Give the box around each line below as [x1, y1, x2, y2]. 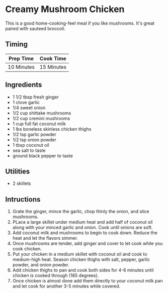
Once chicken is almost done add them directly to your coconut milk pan [12, 278, 163, 284]
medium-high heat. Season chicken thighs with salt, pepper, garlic [12, 256, 150, 262]
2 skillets [12, 180, 31, 186]
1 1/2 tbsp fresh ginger [12, 94, 59, 100]
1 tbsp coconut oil [12, 142, 49, 148]
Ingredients [5, 80, 42, 89]
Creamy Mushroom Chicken [5, 4, 125, 15]
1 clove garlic [12, 99, 40, 105]
